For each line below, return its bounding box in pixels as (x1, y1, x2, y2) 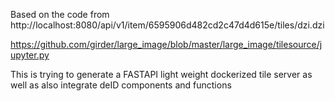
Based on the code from (10, 9, 110, 20)
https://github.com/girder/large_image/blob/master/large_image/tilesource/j (10, 39, 323, 50)
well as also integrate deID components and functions (10, 79, 232, 91)
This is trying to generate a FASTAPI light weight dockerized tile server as (10, 69, 313, 80)
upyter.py (10, 49, 50, 61)
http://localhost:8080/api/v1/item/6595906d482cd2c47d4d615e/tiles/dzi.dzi (10, 19, 325, 31)
